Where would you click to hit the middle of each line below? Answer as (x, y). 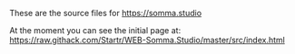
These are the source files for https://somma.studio (106, 13)
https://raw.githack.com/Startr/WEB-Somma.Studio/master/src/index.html (147, 40)
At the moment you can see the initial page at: (95, 30)
